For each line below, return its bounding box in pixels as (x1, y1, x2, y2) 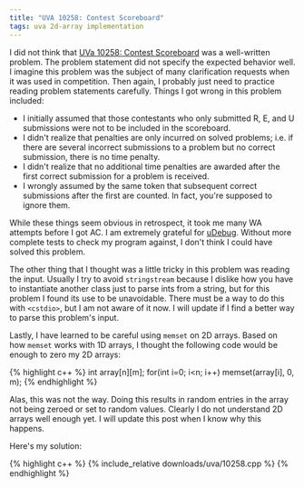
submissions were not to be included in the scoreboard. (22, 122, 231, 133)
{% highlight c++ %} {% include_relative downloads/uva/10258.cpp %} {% (9, 458, 289, 469)
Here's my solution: (9, 440, 83, 451)
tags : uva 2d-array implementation (9, 22, 144, 31)
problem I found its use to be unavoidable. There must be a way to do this (9, 293, 285, 304)
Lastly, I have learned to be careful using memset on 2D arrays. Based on (9, 329, 279, 341)
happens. (9, 423, 45, 433)
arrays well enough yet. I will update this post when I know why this (9, 413, 261, 423)
